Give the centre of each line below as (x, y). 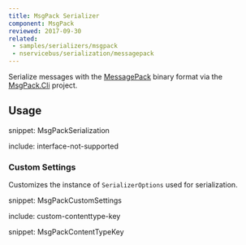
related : (23, 39)
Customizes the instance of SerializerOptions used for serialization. (123, 185)
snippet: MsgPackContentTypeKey (66, 232)
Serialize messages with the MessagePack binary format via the (116, 77)
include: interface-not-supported (64, 146)
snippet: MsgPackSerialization (59, 130)
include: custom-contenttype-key (65, 217)
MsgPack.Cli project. (43, 85)
